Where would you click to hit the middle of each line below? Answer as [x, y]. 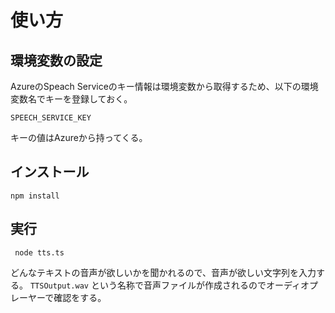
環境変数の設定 [56, 60]
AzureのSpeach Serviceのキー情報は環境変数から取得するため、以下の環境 [164, 86]
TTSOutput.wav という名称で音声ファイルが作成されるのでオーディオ [169, 285]
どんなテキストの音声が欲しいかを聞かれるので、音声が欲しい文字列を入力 [163, 272]
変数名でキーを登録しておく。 [71, 99]
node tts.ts [39, 252]
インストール [50, 172]
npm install [35, 196]
